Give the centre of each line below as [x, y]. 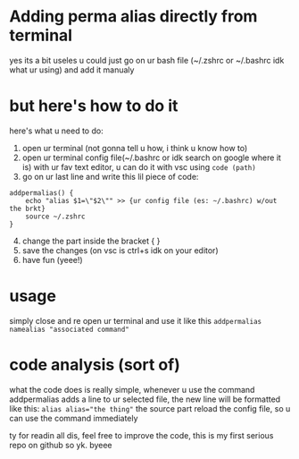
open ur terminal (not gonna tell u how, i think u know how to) [135, 148]
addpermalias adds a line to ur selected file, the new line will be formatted [145, 399]
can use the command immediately [74, 418]
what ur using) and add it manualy [72, 70]
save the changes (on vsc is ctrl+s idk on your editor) [120, 250]
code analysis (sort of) [95, 365]
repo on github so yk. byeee [61, 445]
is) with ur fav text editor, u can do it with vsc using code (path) [139, 166]
